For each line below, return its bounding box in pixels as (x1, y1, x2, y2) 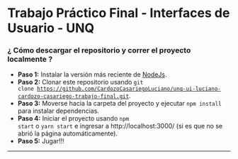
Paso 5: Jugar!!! (17, 137, 64, 146)
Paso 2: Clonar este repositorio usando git (17, 78, 144, 87)
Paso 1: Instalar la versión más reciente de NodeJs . (17, 70, 168, 79)
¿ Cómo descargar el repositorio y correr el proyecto (7, 45, 191, 55)
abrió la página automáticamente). (17, 129, 118, 138)
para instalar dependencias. (17, 106, 99, 115)
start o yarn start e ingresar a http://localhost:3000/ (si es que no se (17, 122, 223, 131)
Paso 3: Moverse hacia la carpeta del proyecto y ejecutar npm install (17, 99, 222, 108)
